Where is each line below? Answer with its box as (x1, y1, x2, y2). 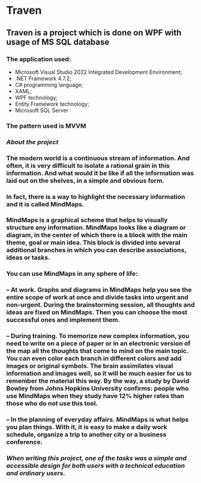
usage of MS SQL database (6, 37, 110, 47)
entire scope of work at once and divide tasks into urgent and (6, 293, 189, 302)
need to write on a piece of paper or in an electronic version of (6, 340, 191, 348)
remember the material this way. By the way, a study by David (6, 377, 190, 385)
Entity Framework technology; (14, 100, 89, 107)
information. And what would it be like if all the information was (6, 169, 194, 177)
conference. (6, 438, 43, 446)
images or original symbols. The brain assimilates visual (6, 362, 173, 370)
